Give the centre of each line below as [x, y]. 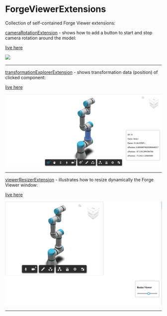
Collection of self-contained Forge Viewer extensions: [60, 23]
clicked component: [25, 77]
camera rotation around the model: [41, 38]
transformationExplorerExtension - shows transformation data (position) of [82, 72]
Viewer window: [22, 185]
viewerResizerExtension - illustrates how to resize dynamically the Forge [80, 179]
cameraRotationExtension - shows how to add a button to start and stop [79, 32]
